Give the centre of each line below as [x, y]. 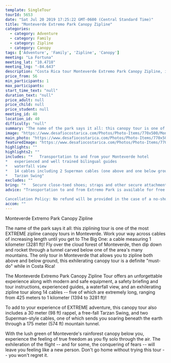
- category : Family [31, 39]
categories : [18, 29]
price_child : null [25, 105]
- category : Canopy [31, 48]
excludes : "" [19, 180]
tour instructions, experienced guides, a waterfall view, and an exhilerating [83, 287]
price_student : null [27, 109]
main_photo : [18, 138]
